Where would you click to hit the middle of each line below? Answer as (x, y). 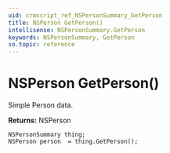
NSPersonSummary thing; (47, 135)
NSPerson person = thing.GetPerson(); (73, 142)
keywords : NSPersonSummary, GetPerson (71, 37)
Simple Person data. (40, 105)
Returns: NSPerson (40, 120)
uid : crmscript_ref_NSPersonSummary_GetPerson (85, 15)
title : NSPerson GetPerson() (56, 23)
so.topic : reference (42, 45)
